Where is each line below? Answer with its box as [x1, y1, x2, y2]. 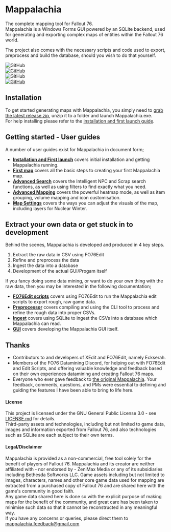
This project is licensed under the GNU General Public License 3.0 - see [5, 410, 157, 416]
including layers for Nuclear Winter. [12, 205, 87, 211]
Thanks [5, 341, 30, 350]
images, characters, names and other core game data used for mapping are [5, 477, 164, 483]
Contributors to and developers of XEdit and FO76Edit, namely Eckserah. [12, 355, 166, 361]
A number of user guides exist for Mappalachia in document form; [5, 146, 144, 152]
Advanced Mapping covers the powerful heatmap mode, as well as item [12, 189, 165, 195]
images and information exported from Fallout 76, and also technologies [5, 426, 157, 433]
